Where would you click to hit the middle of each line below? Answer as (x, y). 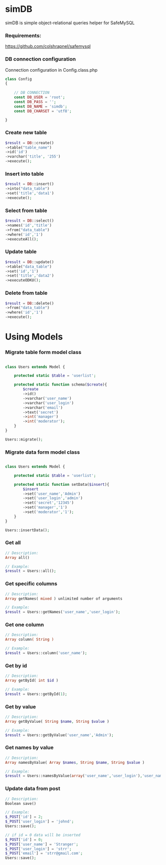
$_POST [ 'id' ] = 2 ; (24, 817)
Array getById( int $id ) (32, 681)
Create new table (26, 133)
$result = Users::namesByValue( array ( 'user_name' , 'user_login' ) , (74, 776)
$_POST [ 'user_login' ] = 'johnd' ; (40, 822)
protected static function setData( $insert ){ (62, 484)
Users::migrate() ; (24, 439)
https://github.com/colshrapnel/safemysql (48, 46)
